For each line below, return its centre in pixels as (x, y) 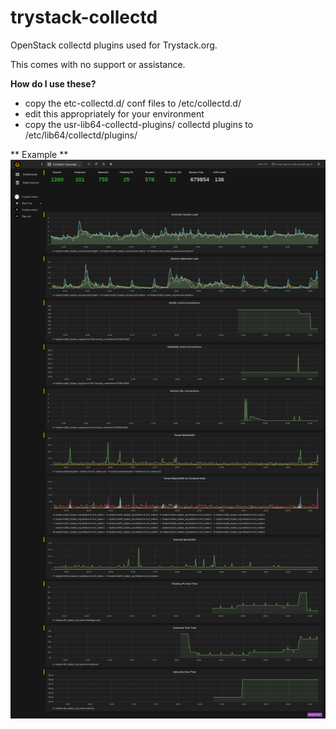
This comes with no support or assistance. (98, 64)
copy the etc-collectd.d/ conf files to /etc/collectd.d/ (133, 103)
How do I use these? (53, 83)
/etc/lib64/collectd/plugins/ (81, 135)
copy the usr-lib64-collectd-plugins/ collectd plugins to (139, 124)
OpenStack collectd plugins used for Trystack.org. (114, 45)
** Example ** (39, 154)
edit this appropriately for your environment (114, 113)
